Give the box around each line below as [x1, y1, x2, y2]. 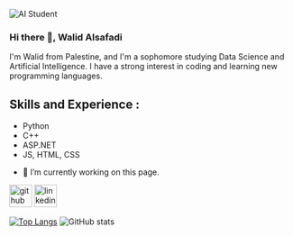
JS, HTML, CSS [22, 150, 80, 160]
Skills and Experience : [9, 96, 140, 112]
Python [22, 121, 50, 132]
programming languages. [9, 70, 103, 81]
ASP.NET [22, 140, 57, 150]
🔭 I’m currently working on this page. [22, 167, 160, 177]
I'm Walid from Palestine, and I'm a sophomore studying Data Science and [9, 51, 285, 62]
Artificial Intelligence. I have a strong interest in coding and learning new [9, 61, 278, 72]
